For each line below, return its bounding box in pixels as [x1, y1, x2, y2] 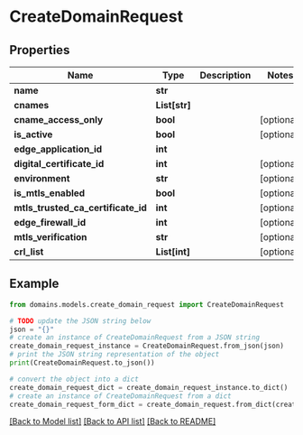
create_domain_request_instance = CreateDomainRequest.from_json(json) [9, 341, 284, 351]
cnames [14, 99, 50, 111]
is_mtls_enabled [14, 187, 86, 199]
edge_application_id [14, 143, 103, 155]
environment [14, 172, 70, 184]
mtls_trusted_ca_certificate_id [14, 201, 147, 214]
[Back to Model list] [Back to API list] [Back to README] [9, 416, 216, 427]
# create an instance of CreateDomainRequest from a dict [9, 391, 232, 401]
